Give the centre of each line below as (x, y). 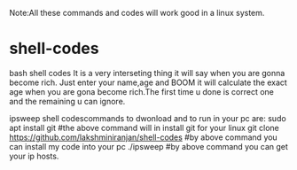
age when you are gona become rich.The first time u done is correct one (142, 91)
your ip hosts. (34, 156)
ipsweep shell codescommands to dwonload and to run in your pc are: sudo (148, 118)
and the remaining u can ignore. (67, 101)
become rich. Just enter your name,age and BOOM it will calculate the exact (148, 82)
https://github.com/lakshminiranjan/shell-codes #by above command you (143, 137)
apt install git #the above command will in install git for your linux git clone (144, 127)
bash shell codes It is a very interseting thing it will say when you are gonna (147, 73)
